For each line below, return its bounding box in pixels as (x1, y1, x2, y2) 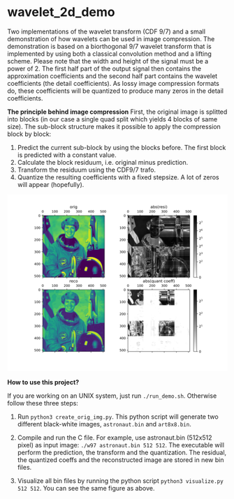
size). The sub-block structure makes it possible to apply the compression (7, 122, 221, 131)
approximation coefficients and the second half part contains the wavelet (7, 71, 218, 80)
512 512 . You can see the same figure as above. (17, 484, 155, 492)
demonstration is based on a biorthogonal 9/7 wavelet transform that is (7, 42, 212, 50)
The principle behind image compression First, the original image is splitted (7, 107, 228, 116)
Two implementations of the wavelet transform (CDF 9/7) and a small (7, 27, 206, 36)
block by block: (7, 130, 52, 138)
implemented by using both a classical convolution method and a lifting (7, 50, 212, 58)
